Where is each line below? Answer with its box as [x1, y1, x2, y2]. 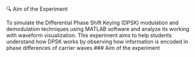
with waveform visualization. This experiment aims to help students [6, 32, 172, 39]
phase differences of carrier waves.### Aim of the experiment [6, 45, 160, 51]
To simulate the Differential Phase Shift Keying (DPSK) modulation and [6, 19, 179, 26]
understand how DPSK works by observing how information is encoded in [6, 38, 188, 45]
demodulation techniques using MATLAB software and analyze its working [6, 26, 190, 32]
